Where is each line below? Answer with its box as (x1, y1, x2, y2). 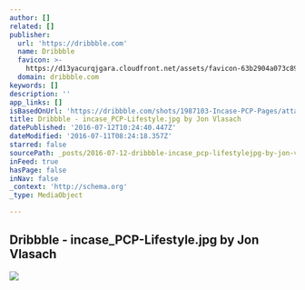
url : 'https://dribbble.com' (17, 38, 128, 48)
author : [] (9, 13, 51, 23)
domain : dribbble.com (17, 73, 100, 82)
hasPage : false (9, 165, 67, 175)
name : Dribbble (17, 47, 75, 56)
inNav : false (9, 174, 59, 183)
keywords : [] (9, 81, 59, 90)
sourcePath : (9, 148, 54, 157)
